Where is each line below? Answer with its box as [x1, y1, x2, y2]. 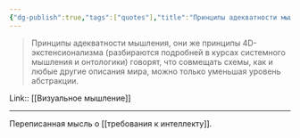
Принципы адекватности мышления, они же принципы [30, 37, 241, 48]
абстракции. [30, 75, 79, 85]
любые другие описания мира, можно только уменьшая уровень [30, 66, 281, 77]
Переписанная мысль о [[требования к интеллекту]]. [9, 118, 212, 129]
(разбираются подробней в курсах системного [105, 46, 286, 58]
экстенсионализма [30, 46, 104, 58]
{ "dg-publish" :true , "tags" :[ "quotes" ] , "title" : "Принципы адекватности [9, 12, 278, 22]
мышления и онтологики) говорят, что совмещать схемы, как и [30, 56, 274, 67]
